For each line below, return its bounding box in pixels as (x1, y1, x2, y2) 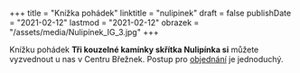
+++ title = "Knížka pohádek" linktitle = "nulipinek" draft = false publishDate (9, 8, 292, 18)
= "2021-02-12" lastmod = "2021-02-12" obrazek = (9, 17, 200, 28)
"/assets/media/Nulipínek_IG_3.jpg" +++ (9, 27, 160, 37)
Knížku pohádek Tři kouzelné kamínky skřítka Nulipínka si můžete (9, 44, 259, 55)
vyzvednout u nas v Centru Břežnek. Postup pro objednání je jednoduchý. (9, 54, 284, 64)
